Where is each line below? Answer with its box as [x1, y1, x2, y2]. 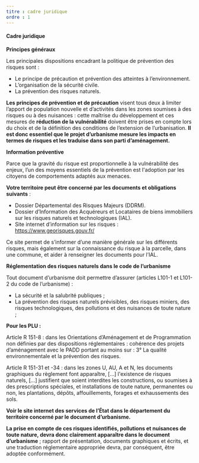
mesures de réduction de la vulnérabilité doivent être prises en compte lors [6, 118, 192, 125]
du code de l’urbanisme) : [11, 280, 73, 288]
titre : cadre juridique [6, 8, 68, 15]
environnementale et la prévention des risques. [6, 352, 121, 359]
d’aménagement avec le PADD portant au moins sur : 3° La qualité [6, 346, 167, 353]
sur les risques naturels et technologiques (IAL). [14, 214, 132, 221]
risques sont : [6, 63, 40, 71]
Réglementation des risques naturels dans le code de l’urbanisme [6, 262, 171, 270]
